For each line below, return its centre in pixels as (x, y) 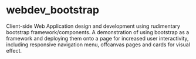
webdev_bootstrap (53, 10)
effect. (14, 50)
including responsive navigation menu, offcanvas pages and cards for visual (98, 45)
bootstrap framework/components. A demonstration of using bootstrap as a (98, 32)
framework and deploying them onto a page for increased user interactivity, (97, 38)
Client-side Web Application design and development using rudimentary (93, 26)
